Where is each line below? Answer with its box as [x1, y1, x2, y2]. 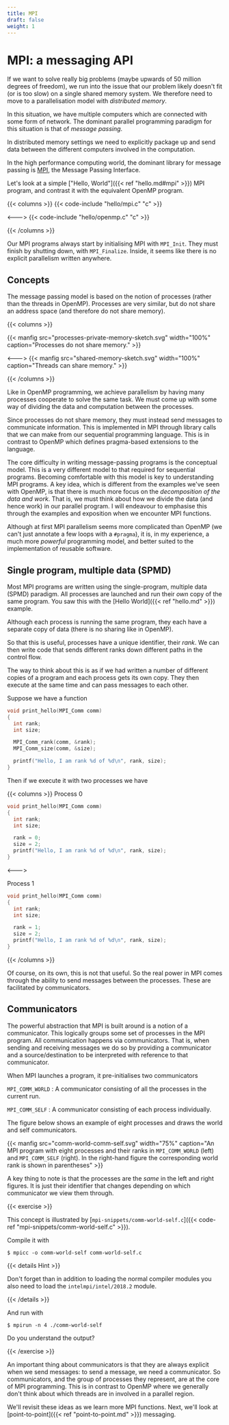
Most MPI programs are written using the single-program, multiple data [7, 582, 207, 591]
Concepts [7, 274, 50, 285]
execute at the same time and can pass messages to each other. [7, 681, 189, 689]
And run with [7, 1308, 43, 1317]
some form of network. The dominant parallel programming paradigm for [7, 117, 212, 126]
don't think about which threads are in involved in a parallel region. [7, 1389, 195, 1398]
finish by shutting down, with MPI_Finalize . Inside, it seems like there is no [7, 247, 217, 255]
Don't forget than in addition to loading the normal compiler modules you [7, 1274, 212, 1283]
